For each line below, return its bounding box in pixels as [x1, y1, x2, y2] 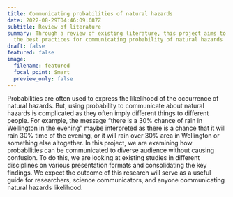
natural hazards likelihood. [7, 183, 83, 192]
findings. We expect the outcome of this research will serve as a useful [7, 168, 211, 177]
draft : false [7, 43, 45, 50]
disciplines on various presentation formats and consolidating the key [7, 161, 207, 170]
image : [7, 56, 27, 63]
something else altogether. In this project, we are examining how [7, 139, 193, 147]
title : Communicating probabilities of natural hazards [7, 10, 173, 17]
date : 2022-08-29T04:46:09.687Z [7, 17, 101, 24]
